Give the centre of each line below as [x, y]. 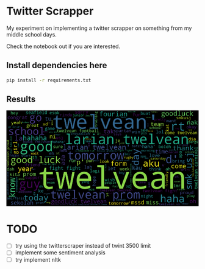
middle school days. [31, 34]
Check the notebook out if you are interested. [63, 46]
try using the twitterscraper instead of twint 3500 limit [83, 246]
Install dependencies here [57, 65]
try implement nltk [38, 259]
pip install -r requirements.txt [49, 80]
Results [21, 100]
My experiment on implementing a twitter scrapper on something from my [99, 28]
